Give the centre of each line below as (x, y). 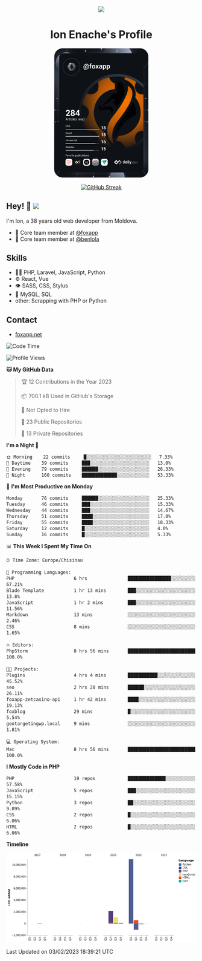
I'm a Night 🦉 (23, 445)
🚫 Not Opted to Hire (46, 410)
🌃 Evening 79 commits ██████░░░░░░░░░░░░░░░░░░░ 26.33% (90, 469)
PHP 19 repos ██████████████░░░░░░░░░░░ (101, 779)
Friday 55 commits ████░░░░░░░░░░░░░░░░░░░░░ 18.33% (90, 523)
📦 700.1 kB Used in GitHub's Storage (67, 396)
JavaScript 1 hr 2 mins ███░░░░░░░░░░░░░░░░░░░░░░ (101, 603)
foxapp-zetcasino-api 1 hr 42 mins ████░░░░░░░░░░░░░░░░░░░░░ (101, 700)
